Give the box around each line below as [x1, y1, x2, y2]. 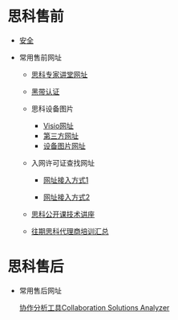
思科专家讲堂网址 [30, 69, 88, 79]
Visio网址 [42, 121, 74, 130]
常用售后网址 [18, 285, 62, 295]
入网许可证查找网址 [30, 158, 95, 167]
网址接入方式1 [42, 174, 89, 185]
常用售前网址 [18, 52, 62, 62]
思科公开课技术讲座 [30, 209, 95, 219]
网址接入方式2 [42, 192, 90, 202]
